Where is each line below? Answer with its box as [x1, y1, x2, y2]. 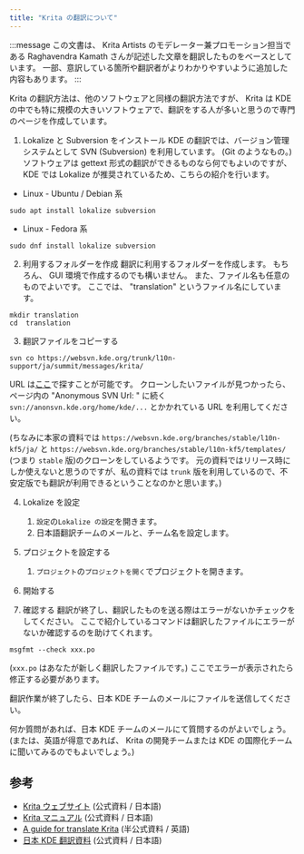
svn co [9, 353, 34, 363]
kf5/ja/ [9, 445, 39, 454]
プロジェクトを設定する [22, 546, 111, 557]
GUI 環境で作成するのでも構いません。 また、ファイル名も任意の [48, 270, 290, 280]
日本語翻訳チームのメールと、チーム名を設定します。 [35, 527, 234, 538]
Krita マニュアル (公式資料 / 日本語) [22, 812, 154, 823]
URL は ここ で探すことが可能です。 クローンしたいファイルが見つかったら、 [9, 378, 291, 389]
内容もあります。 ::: [9, 74, 82, 84]
